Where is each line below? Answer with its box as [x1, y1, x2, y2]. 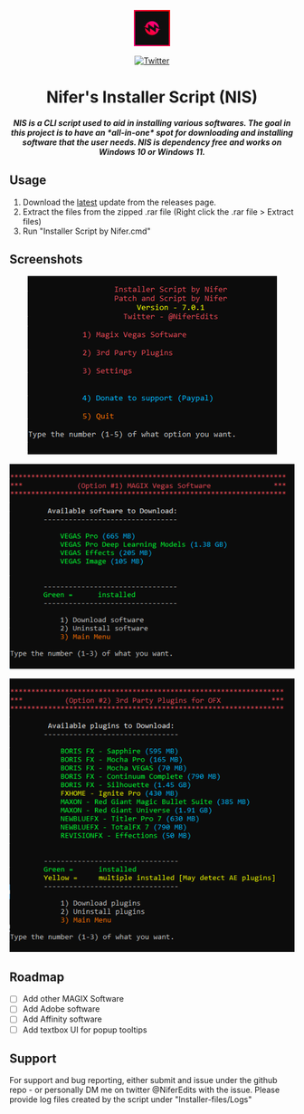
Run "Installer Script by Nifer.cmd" [22, 226, 151, 236]
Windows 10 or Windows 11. [99, 146, 205, 157]
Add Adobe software [22, 1004, 100, 1014]
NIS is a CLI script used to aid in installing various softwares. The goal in [13, 117, 291, 128]
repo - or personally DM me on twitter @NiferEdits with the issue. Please [9, 1084, 280, 1096]
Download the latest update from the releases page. [22, 197, 217, 207]
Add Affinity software [22, 1013, 102, 1024]
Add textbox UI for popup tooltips [22, 1024, 147, 1035]
